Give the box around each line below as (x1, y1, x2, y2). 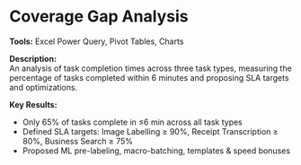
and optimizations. (9, 82, 78, 92)
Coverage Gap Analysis (9, 6, 189, 27)
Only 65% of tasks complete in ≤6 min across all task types (22, 117, 243, 127)
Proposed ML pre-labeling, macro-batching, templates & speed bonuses (22, 145, 290, 156)
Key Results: (9, 99, 58, 109)
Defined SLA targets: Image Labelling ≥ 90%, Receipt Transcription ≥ (22, 126, 279, 136)
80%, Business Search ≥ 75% (22, 135, 133, 146)
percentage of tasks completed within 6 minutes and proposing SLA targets (9, 72, 289, 82)
